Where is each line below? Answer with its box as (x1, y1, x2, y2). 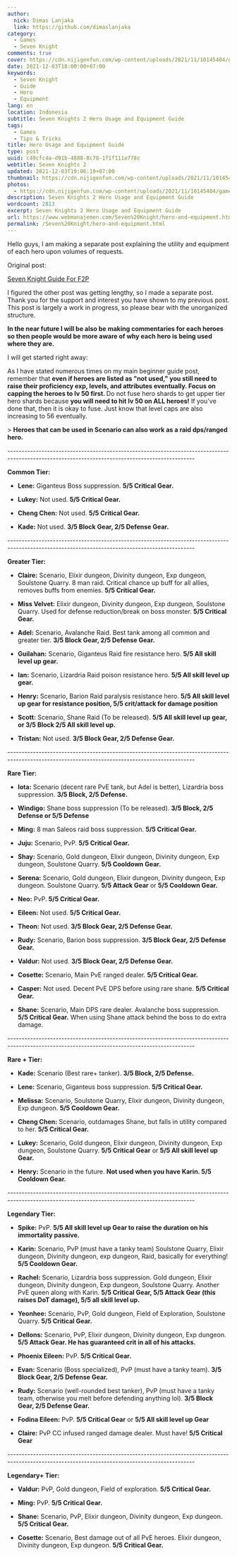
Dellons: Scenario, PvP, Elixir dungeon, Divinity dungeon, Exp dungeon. (17, 1330, 226, 1339)
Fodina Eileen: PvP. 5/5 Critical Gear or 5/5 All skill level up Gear (17, 1415, 209, 1423)
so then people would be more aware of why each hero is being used (7, 332, 213, 340)
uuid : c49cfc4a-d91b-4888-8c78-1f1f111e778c (7, 155, 140, 162)
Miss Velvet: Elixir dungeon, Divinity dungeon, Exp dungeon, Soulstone (17, 599, 226, 608)
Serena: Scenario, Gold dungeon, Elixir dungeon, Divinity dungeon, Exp (17, 873, 226, 882)
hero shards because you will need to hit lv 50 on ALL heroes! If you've (7, 397, 217, 405)
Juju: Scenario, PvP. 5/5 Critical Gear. (17, 838, 130, 847)
